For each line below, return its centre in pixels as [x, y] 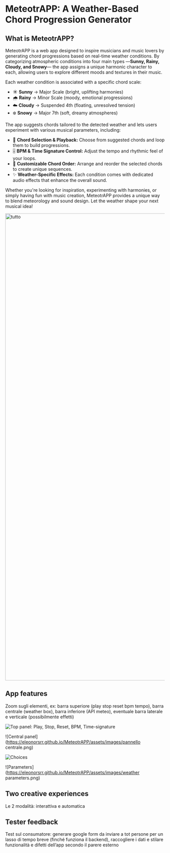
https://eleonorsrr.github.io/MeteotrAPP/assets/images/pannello [74, 742]
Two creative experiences [47, 794]
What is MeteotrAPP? [40, 38]
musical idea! [19, 206]
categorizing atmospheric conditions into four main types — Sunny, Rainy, [82, 61]
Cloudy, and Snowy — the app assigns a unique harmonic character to [79, 67]
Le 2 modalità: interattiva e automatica [45, 806]
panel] [31, 736]
